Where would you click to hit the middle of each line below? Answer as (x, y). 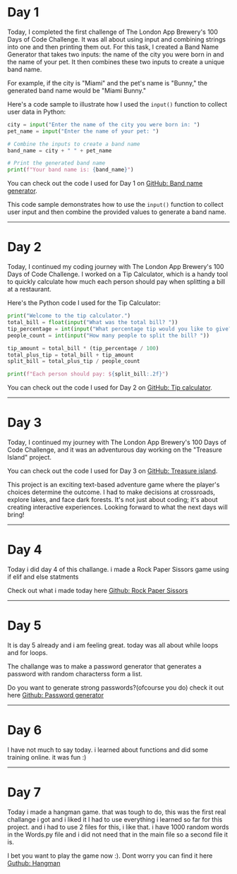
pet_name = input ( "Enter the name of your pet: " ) (83, 131)
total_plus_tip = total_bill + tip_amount (71, 355)
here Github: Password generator (56, 695)
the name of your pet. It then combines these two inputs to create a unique (116, 61)
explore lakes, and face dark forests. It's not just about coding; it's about (113, 500)
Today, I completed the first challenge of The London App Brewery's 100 (113, 32)
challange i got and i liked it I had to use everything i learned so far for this (115, 819)
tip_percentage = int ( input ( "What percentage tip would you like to (110, 329)
